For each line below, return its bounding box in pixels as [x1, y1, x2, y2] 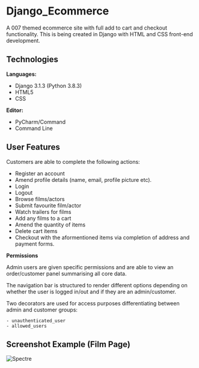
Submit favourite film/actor [14, 202, 82, 209]
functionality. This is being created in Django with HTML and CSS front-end [6, 30, 194, 37]
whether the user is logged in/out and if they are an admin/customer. [6, 288, 176, 295]
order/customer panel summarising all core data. [6, 270, 127, 277]
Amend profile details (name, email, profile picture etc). [14, 176, 152, 183]
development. [6, 37, 40, 44]
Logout [14, 189, 33, 196]
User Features [6, 142, 60, 152]
